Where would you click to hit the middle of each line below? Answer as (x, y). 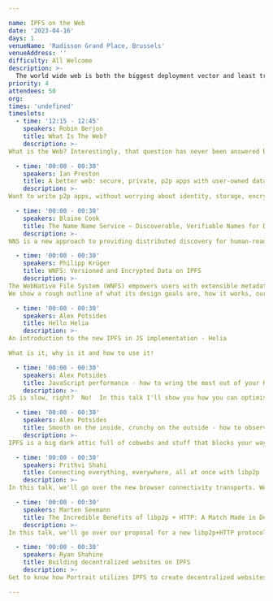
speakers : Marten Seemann (67, 510)
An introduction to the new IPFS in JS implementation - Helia (118, 339)
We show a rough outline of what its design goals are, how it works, (130, 293)
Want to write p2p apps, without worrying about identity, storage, (127, 197)
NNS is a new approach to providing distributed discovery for (118, 241)
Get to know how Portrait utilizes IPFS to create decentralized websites (138, 577)
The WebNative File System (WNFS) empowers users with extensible (123, 286)
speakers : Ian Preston (61, 174)
